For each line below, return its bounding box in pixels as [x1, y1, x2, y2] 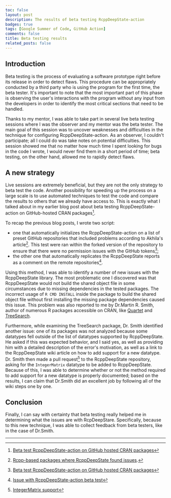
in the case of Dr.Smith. [5, 428, 54, 434]
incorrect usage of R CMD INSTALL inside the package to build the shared [5, 291, 157, 297]
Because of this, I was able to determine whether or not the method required [5, 367, 166, 373]
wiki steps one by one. [5, 383, 52, 389]
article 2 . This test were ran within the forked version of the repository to [12, 241, 163, 248]
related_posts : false [5, 41, 51, 46]
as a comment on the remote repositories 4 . [12, 258, 103, 266]
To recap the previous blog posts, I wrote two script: [5, 220, 115, 226]
